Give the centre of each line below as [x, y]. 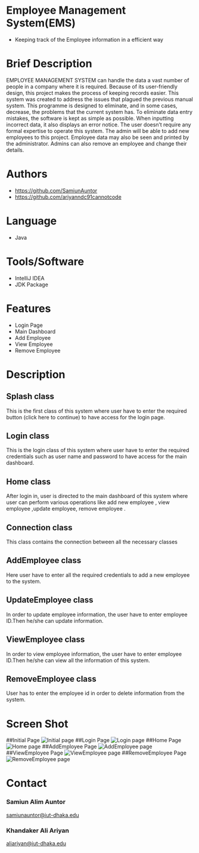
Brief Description [49, 64]
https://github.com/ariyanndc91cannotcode [68, 197]
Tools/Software [45, 262]
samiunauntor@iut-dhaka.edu [43, 815]
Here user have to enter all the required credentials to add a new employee [98, 575]
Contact [27, 784]
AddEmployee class [44, 560]
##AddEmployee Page [69, 747]
